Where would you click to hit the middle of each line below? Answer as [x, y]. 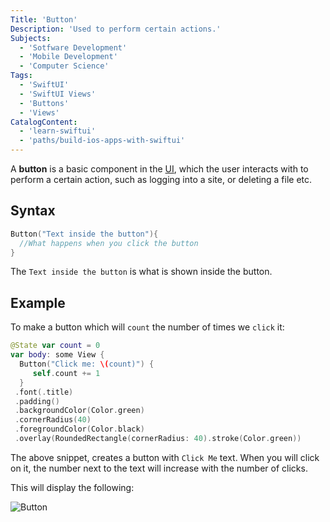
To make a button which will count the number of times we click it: [147, 327]
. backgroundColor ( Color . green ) [79, 411]
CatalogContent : [44, 122]
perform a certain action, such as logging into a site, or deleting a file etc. [161, 179]
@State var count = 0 [55, 346]
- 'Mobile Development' [68, 57]
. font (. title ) [44, 392]
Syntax [33, 211]
